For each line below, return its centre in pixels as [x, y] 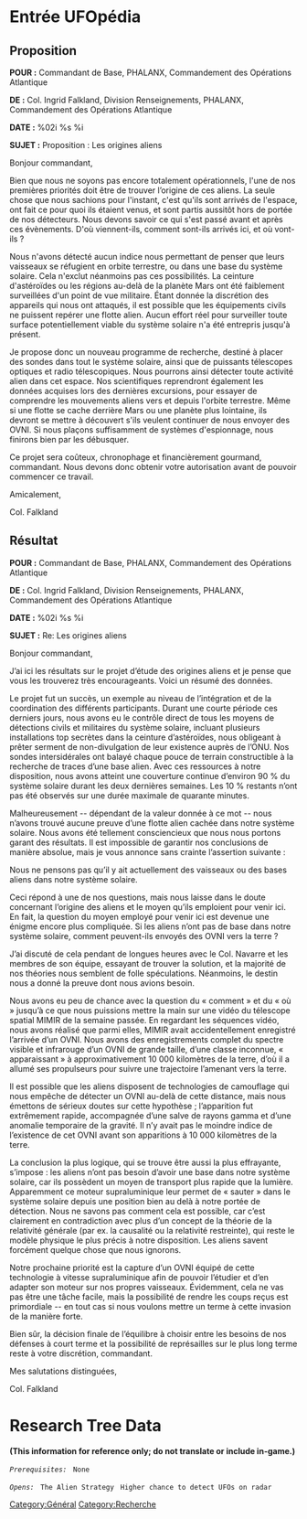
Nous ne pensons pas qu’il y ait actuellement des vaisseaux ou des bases [148, 870]
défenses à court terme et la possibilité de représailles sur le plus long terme [153, 1343]
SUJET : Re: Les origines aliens [69, 635]
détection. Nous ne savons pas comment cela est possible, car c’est [138, 1211]
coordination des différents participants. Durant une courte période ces [144, 708]
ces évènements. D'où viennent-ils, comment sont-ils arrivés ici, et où [141, 229]
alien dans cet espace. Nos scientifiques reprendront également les [137, 381]
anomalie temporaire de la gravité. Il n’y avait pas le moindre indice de [141, 1125]
